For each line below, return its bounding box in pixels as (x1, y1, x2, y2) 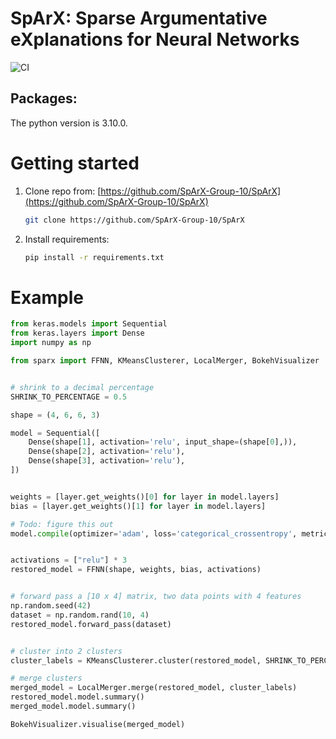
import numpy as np (10, 338, 92, 348)
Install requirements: (24, 233, 110, 245)
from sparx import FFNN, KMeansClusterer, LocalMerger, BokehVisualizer (10, 356, 320, 366)
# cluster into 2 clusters (10, 646, 123, 656)
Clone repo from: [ (24, 185, 102, 197)
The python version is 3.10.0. (10, 117, 128, 129)
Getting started (10, 152, 140, 174)
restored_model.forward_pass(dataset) (10, 619, 172, 629)
